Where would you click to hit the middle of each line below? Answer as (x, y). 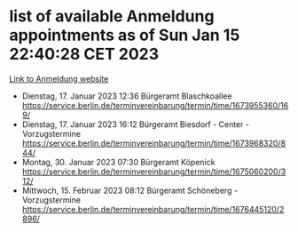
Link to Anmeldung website (59, 78)
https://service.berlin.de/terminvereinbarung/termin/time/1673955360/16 (155, 105)
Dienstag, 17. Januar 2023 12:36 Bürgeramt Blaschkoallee (127, 96)
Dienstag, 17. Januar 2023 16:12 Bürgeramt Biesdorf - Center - (136, 124)
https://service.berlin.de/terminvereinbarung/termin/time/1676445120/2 (153, 209)
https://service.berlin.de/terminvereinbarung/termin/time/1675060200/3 (154, 172)
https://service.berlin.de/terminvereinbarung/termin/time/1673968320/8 (154, 143)
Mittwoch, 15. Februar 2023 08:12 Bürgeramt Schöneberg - (129, 190)
